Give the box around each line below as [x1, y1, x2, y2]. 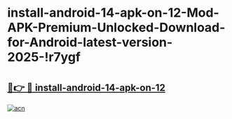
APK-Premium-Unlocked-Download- [7, 19, 226, 35]
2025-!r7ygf [7, 49, 81, 65]
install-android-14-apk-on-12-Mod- [7, 5, 219, 21]
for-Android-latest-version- [7, 35, 173, 50]
